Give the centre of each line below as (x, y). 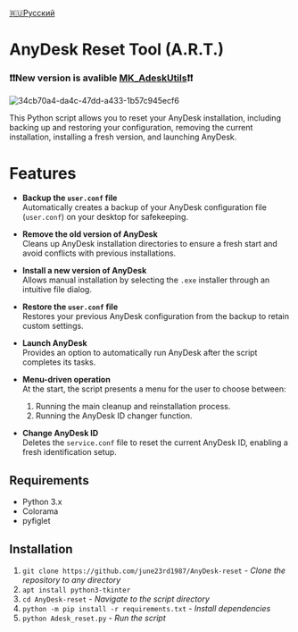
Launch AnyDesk (54, 343)
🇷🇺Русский (32, 13)
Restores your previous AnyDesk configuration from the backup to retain (156, 316)
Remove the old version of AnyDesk (90, 234)
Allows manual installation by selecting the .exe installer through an (146, 280)
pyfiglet (36, 521)
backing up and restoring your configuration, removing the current (131, 128)
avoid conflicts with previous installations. (99, 253)
